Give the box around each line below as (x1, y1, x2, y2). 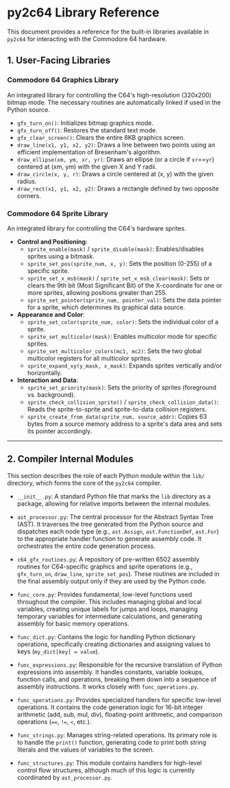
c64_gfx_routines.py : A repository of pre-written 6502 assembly (16, 555, 200, 563)
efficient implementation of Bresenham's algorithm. (16, 147, 162, 156)
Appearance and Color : (16, 310, 85, 318)
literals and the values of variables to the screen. (16, 745, 155, 754)
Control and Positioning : (16, 237, 88, 246)
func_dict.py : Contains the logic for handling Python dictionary (16, 632, 196, 641)
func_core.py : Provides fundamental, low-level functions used (16, 590, 192, 598)
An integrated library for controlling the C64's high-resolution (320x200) (7, 91, 212, 99)
